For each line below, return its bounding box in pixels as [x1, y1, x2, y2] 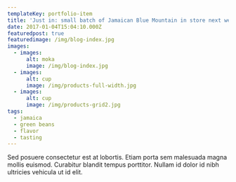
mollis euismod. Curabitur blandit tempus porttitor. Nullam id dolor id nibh [7, 160, 220, 169]
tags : [7, 108, 23, 115]
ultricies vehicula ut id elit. [7, 168, 83, 176]
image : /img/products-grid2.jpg [25, 101, 121, 108]
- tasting [13, 134, 42, 141]
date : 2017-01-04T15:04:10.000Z [7, 23, 102, 30]
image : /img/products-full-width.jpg [25, 82, 137, 89]
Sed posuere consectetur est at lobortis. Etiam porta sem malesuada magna [7, 153, 228, 162]
